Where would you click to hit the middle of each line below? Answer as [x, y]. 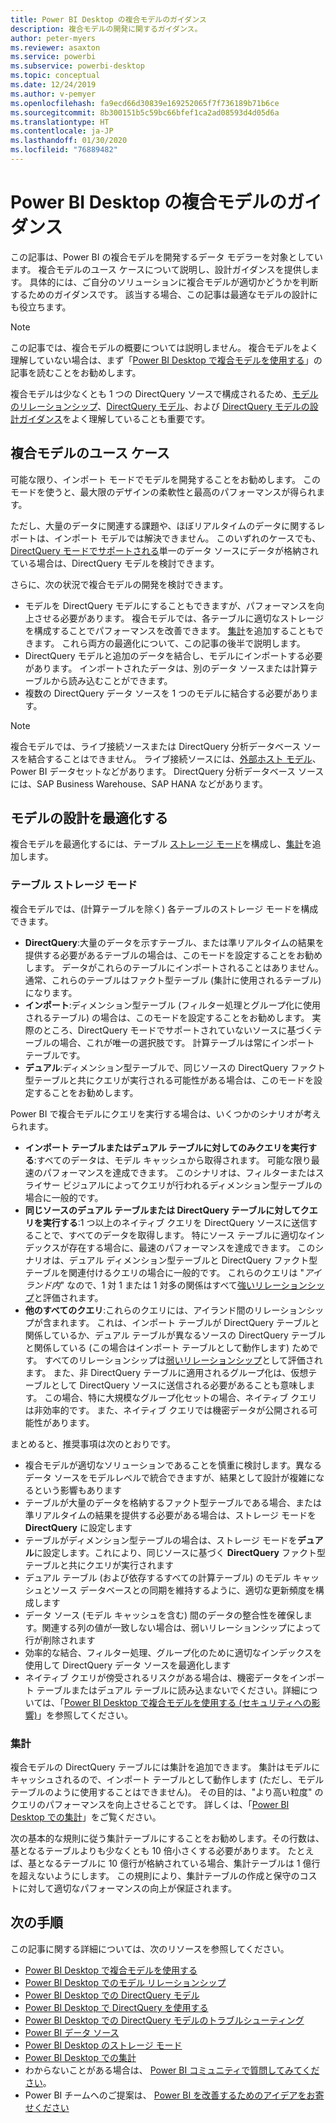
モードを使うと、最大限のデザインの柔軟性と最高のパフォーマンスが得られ [163, 492]
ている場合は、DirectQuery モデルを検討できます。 [115, 563]
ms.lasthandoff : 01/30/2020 [69, 141]
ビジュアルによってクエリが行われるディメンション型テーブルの [192, 1185]
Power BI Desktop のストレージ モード [103, 2045]
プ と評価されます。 [64, 1297]
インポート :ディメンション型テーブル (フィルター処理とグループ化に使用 [172, 1005]
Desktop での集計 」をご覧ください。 [86, 1817]
